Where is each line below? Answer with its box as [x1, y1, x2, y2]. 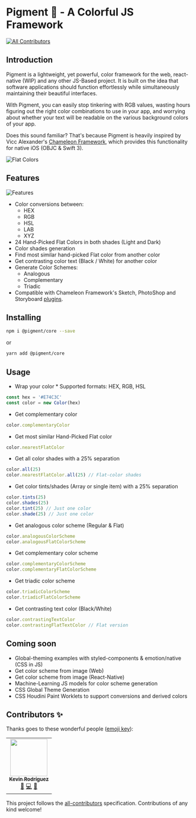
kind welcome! [6, 806, 42, 813]
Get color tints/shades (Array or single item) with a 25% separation [14, 483, 178, 490]
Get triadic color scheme [14, 577, 75, 585]
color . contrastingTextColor [6, 616, 76, 622]
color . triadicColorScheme [6, 589, 70, 595]
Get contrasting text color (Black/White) [14, 605, 112, 612]
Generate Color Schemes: [14, 264, 78, 271]
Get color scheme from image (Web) [14, 667, 104, 674]
